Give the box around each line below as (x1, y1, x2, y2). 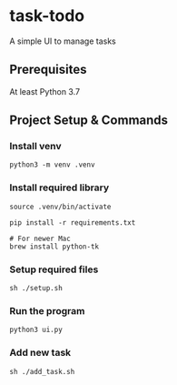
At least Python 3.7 (9, 86, 80, 96)
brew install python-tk (9, 242, 100, 251)
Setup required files (9, 263, 99, 276)
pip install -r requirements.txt (9, 218, 136, 228)
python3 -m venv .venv (9, 160, 95, 169)
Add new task (9, 347, 72, 360)
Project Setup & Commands (9, 113, 169, 128)
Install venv (9, 140, 62, 153)
